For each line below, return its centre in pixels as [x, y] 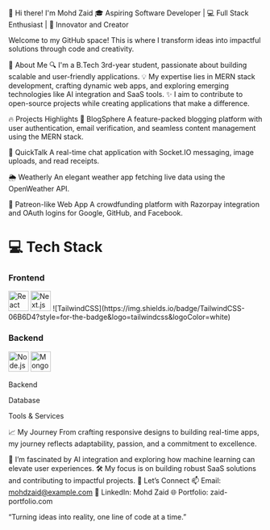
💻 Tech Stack [56, 247]
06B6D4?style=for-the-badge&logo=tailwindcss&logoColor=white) [120, 317]
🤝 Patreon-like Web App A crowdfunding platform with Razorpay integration [134, 204]
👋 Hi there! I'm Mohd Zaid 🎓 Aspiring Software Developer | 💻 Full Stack [129, 13]
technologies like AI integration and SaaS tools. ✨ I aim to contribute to [126, 94]
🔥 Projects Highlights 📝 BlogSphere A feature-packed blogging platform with [135, 119]
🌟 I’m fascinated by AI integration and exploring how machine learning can [132, 459]
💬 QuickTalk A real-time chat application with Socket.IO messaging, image [131, 152]
